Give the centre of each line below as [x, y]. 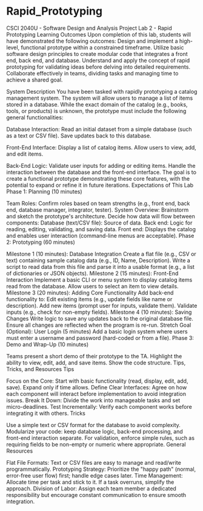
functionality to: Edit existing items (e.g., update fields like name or [89, 299]
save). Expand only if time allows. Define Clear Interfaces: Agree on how [97, 387]
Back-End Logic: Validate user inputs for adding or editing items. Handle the [101, 165]
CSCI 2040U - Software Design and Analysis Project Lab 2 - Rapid [89, 28]
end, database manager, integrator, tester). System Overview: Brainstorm [98, 210]
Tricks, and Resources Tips [40, 369]
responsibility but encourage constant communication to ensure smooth [96, 495]
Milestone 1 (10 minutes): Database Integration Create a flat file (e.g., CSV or [101, 254]
